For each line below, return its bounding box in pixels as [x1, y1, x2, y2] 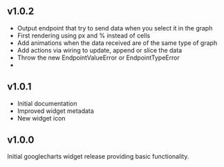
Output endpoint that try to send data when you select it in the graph [17, 24, 213, 32]
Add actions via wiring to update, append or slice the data [17, 46, 183, 54]
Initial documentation [17, 99, 77, 107]
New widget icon [17, 114, 66, 122]
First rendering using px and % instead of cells [17, 31, 151, 39]
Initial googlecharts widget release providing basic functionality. [7, 152, 189, 161]
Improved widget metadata [17, 107, 95, 115]
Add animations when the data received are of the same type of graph [17, 38, 218, 47]
